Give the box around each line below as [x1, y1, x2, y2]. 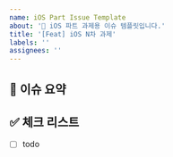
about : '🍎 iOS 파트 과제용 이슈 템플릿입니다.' [9, 21, 166, 30]
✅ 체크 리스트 [9, 114, 80, 129]
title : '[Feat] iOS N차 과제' [9, 29, 117, 38]
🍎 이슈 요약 [9, 81, 67, 96]
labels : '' [9, 37, 50, 47]
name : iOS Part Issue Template [9, 12, 126, 22]
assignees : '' [9, 46, 63, 55]
